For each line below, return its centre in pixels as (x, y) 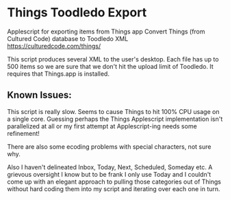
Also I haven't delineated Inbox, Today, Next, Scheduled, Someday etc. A (110, 167)
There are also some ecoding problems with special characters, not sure (109, 146)
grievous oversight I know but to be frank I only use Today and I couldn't (109, 174)
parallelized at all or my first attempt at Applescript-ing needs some (102, 126)
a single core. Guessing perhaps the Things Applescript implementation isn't (115, 119)
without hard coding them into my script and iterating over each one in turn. (114, 188)
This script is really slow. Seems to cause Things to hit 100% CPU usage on (113, 111)
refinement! (23, 133)
